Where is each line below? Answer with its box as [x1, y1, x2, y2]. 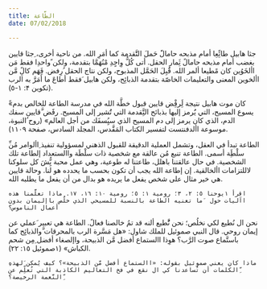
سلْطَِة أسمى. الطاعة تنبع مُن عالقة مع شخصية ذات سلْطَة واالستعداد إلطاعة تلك [8, 148, 245, 158]
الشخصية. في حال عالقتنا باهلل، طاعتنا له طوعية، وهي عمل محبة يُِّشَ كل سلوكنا [8, 156, 247, 166]
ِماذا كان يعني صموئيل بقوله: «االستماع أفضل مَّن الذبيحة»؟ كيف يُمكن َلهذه [8, 258, 257, 266]
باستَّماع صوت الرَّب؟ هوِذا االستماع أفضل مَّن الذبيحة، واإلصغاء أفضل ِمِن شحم [8, 234, 239, 244]
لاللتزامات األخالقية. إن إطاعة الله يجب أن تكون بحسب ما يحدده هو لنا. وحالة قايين [8, 165, 252, 175]
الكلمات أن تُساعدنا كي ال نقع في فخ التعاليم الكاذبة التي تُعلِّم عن [8, 266, 240, 274]
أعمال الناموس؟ [8, 203, 60, 212]
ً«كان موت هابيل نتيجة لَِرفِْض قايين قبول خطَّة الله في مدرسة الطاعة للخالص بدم [8, 98, 247, 108]
